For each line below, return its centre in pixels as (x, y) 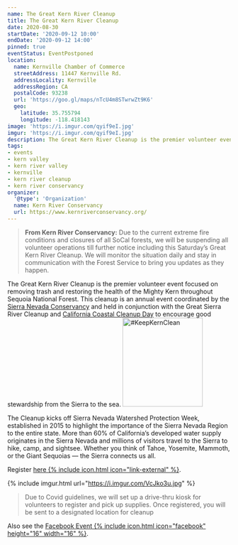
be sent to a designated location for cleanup (89, 512)
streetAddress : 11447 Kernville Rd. (68, 73)
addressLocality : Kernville (55, 80)
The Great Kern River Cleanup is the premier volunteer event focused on (113, 284)
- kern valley (28, 160)
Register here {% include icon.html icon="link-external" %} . (94, 469)
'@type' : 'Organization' (50, 199)
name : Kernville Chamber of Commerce (69, 67)
